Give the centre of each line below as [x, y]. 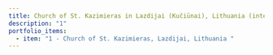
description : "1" [38, 23]
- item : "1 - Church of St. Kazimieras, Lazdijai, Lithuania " [125, 38]
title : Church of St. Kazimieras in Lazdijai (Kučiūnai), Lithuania [127, 16]
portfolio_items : [38, 31]
